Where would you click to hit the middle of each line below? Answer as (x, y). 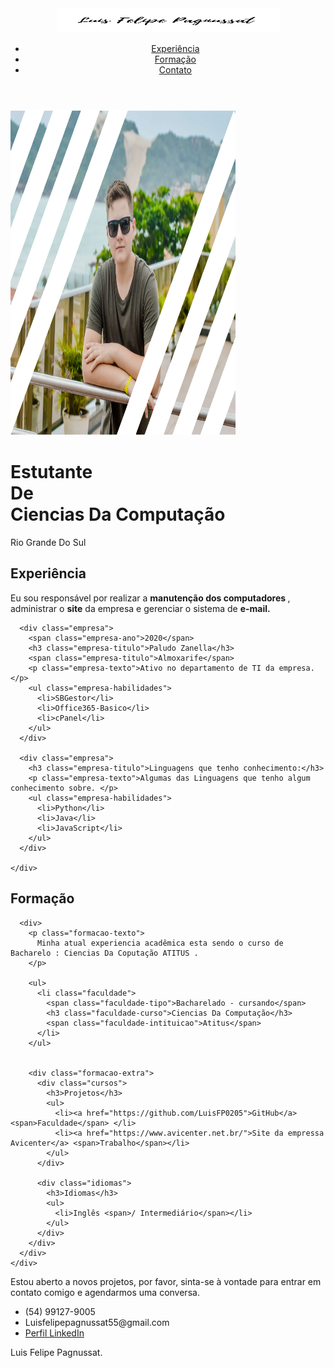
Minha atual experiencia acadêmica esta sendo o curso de (160, 943)
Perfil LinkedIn (54, 1333)
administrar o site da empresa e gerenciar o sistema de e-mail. (140, 608)
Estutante (51, 472)
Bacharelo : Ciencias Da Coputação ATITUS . (104, 953)
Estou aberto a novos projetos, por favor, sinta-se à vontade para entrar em (166, 1281)
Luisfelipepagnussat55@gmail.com (97, 1322)
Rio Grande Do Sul (48, 542)
